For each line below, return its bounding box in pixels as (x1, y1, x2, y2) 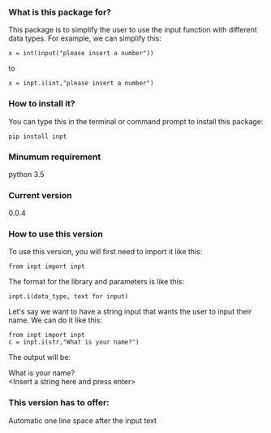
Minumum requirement (8, 151, 101, 162)
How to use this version (8, 228, 103, 240)
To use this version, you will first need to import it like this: (8, 247, 203, 257)
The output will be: (8, 353, 71, 362)
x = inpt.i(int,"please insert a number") (8, 80, 154, 88)
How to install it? (8, 98, 75, 110)
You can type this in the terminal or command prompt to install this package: (8, 116, 264, 126)
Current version (8, 189, 72, 201)
